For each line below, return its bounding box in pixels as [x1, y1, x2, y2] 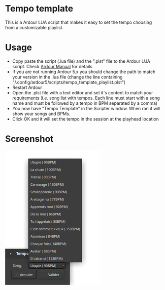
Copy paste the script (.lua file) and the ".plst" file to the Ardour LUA [12, 58, 150, 64]
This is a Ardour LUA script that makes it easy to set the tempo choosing [5, 19, 152, 25]
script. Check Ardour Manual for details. [12, 63, 94, 69]
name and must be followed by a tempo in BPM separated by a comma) [12, 100, 158, 106]
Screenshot [5, 133, 54, 145]
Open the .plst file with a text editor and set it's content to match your [12, 89, 154, 95]
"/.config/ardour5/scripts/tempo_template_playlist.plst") [12, 79, 126, 85]
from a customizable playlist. [5, 24, 64, 30]
